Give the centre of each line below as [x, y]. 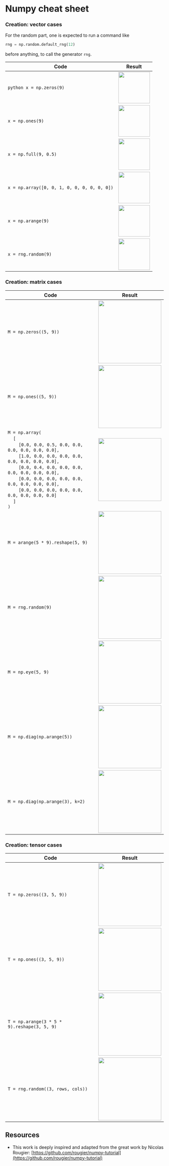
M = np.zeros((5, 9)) [33, 332]
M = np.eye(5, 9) [28, 672]
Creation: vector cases [34, 25]
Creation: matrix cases [34, 282]
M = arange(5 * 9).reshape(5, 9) [48, 542]
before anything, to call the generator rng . [49, 54]
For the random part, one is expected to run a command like [67, 35]
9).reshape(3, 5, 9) [32, 1026]
